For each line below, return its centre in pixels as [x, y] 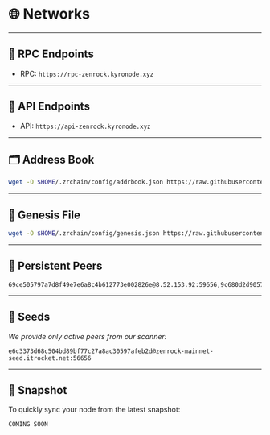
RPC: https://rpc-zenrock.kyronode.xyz [87, 73]
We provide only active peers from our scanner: [88, 336]
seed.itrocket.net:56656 [50, 358]
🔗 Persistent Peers [55, 266]
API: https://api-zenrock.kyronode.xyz [85, 126]
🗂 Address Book [51, 159]
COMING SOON [28, 425]
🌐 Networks [49, 14]
